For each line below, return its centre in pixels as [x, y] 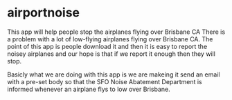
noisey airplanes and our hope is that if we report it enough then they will [111, 54]
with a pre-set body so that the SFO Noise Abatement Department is [105, 81]
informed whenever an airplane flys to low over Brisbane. [89, 89]
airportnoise [44, 13]
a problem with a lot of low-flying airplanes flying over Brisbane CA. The [110, 39]
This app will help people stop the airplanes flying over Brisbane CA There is [116, 32]
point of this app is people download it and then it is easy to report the [107, 46]
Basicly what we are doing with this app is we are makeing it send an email [114, 74]
